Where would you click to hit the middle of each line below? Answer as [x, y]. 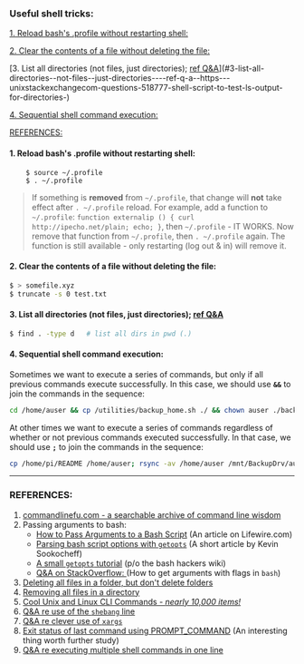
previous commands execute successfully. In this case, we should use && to [150, 384]
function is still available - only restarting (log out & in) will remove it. [159, 245]
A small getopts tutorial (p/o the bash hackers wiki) [131, 563]
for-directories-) [40, 97]
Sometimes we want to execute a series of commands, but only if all [137, 374]
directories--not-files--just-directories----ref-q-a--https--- [120, 78]
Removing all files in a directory [81, 591]
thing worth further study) [71, 640]
